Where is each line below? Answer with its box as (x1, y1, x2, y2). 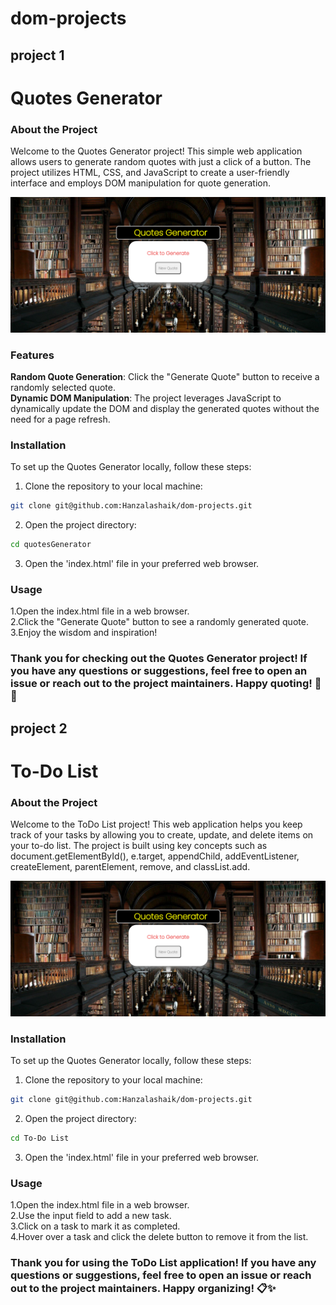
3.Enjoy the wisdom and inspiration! (10, 627, 158, 639)
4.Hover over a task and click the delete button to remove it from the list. (10, 1230, 309, 1242)
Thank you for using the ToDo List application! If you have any (10, 1255, 317, 1269)
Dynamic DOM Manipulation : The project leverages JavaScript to (10, 392, 282, 404)
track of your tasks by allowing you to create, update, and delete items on (10, 829, 314, 841)
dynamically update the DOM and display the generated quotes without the (10, 402, 320, 414)
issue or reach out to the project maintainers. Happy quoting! (10, 677, 313, 691)
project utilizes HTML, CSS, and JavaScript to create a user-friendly (10, 167, 290, 179)
